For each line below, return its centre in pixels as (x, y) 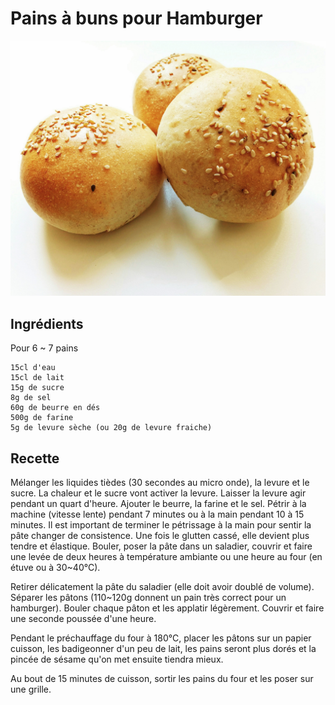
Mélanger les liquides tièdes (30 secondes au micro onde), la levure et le (160, 483)
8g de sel (31, 398)
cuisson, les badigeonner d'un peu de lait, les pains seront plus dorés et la (163, 649)
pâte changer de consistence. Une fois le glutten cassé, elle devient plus (160, 536)
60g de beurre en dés (55, 408)
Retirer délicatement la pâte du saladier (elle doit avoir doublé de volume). (162, 587)
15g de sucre (37, 388)
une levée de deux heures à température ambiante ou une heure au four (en (166, 557)
